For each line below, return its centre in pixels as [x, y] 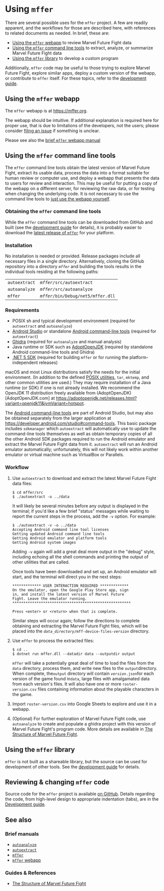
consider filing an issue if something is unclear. [53, 131]
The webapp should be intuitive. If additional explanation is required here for [82, 120]
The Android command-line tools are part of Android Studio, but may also [79, 413]
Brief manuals [22, 834]
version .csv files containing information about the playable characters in [85, 689]
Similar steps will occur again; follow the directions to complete [76, 620]
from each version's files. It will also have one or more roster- [75, 684]
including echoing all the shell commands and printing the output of [80, 557]
